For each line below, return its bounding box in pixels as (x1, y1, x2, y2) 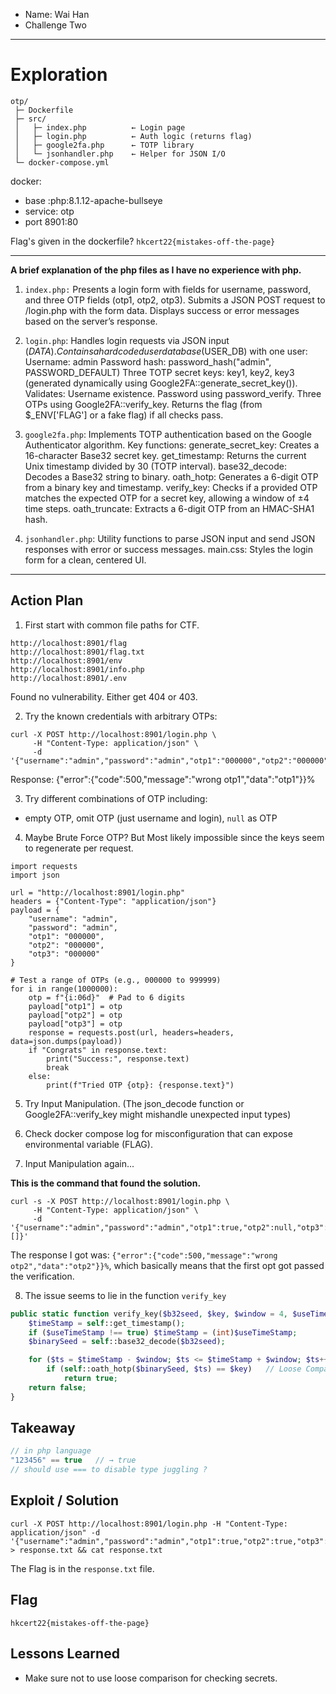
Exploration (10, 64, 108, 86)
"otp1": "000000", (28, 931, 105, 941)
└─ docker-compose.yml (14, 157, 110, 168)
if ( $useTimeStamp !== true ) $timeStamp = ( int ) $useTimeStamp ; (28, 1327, 298, 1338)
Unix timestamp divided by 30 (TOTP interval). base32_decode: (24, 460, 287, 472)
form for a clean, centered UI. (24, 554, 147, 566)
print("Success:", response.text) (46, 1054, 190, 1064)
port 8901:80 (24, 215, 79, 228)
